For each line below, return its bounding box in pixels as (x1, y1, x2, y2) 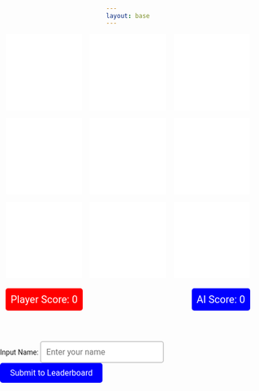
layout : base (106, 11, 150, 20)
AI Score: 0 (196, 293, 245, 306)
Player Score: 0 (11, 293, 78, 306)
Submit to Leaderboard (10, 367, 93, 379)
